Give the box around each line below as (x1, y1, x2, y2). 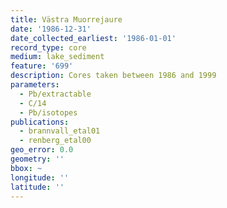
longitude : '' (10, 172, 70, 183)
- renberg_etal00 (19, 136, 92, 146)
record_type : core (10, 42, 87, 53)
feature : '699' (10, 61, 74, 71)
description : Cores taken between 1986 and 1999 (10, 71, 217, 81)
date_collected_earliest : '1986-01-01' (10, 33, 177, 43)
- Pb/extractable (19, 89, 92, 99)
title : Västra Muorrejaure (10, 14, 123, 25)
